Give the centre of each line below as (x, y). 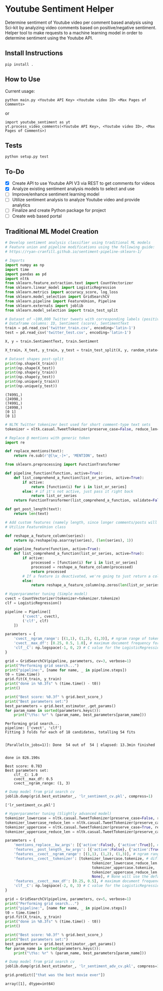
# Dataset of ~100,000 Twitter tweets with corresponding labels (72, 319)
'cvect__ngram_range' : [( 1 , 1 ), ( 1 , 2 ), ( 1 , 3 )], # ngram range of (80, 639)
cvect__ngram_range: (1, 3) (42, 783)
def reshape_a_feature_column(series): (45, 536)
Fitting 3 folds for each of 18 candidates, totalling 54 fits (70, 732)
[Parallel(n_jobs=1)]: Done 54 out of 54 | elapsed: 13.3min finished (80, 745)
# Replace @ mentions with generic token (48, 438)
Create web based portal (37, 216)
